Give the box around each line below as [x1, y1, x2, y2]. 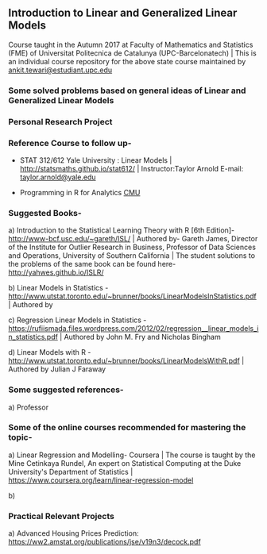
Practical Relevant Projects [8, 510, 115, 521]
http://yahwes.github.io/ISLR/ [8, 267, 105, 277]
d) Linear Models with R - [8, 348, 91, 357]
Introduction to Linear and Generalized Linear [8, 6, 238, 20]
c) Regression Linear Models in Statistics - [8, 315, 147, 325]
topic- [8, 432, 33, 443]
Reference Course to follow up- [8, 137, 132, 148]
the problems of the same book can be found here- [8, 260, 176, 269]
